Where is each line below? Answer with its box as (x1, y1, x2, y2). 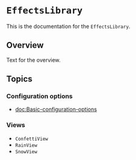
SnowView (15, 148, 38, 155)
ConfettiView (15, 136, 49, 142)
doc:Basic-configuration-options (15, 105, 97, 113)
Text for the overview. (6, 56, 61, 64)
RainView (15, 142, 38, 148)
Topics (6, 74, 33, 84)
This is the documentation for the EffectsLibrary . (6, 22, 131, 30)
